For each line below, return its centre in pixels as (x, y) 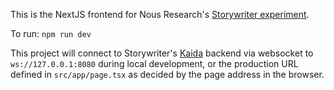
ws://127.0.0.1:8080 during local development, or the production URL (154, 63)
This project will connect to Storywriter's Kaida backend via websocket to (162, 53)
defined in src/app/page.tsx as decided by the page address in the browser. (167, 74)
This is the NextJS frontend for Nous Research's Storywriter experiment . (160, 14)
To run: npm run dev (51, 33)
